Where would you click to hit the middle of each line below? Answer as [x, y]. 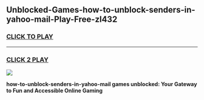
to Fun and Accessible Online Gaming [55, 90]
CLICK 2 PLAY [27, 59]
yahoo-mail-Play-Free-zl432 [62, 20]
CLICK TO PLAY [30, 37]
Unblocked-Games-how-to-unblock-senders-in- [101, 10]
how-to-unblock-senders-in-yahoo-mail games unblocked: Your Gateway [102, 84]
